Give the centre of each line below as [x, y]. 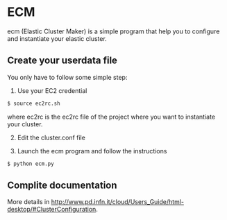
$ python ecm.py [31, 164]
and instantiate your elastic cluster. [57, 38]
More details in [28, 202]
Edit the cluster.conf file [51, 137]
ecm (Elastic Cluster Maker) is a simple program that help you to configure [113, 31]
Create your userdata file [62, 61]
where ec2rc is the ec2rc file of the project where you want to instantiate [111, 117]
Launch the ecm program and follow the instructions [92, 151]
